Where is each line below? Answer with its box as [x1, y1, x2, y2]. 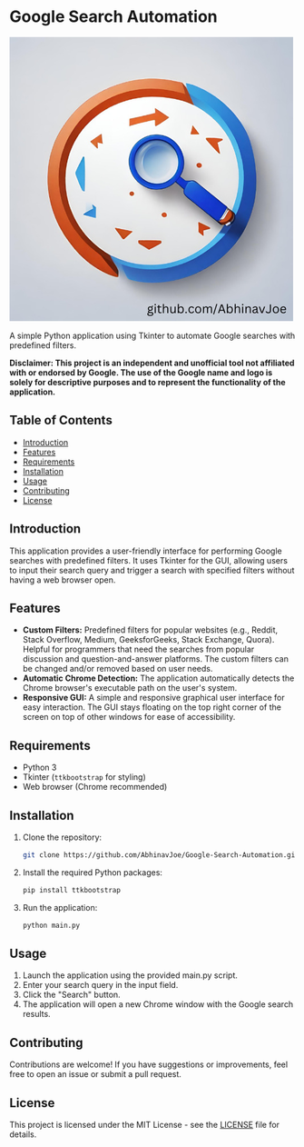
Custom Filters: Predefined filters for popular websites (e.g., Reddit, [22, 624, 279, 635]
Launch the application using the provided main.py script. [22, 970, 238, 981]
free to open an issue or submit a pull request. [9, 1069, 181, 1080]
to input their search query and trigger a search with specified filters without [9, 564, 295, 575]
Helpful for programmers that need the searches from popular [22, 643, 255, 655]
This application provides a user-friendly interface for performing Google [9, 545, 283, 556]
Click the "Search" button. [22, 989, 121, 1001]
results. [22, 1009, 52, 1020]
